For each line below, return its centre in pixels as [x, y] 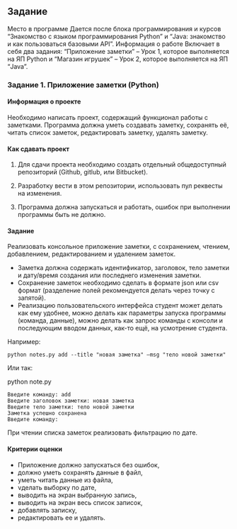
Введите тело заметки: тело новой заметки [71, 407]
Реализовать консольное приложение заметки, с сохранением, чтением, [119, 247]
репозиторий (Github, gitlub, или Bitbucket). [83, 172]
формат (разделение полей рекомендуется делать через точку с [116, 291]
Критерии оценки [35, 449]
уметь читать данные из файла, [65, 480]
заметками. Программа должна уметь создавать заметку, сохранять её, [118, 125]
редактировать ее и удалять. [62, 518]
